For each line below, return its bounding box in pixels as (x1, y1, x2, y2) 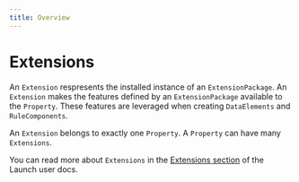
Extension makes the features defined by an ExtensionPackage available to (9, 91, 283, 101)
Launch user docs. (9, 163, 78, 175)
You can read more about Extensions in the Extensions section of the (9, 154, 265, 165)
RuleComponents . (9, 109, 69, 121)
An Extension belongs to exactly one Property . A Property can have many (9, 127, 281, 138)
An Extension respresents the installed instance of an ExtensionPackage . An (9, 82, 287, 92)
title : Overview (9, 13, 70, 22)
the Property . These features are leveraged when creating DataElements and (9, 100, 291, 111)
